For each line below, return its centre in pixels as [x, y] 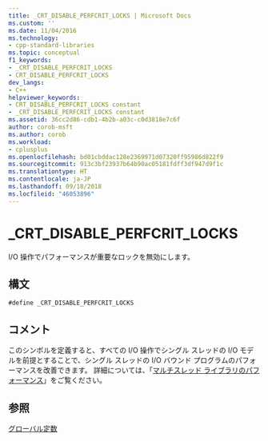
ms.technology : [34, 38]
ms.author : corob [37, 134]
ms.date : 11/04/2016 [43, 30]
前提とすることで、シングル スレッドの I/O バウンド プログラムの [129, 360]
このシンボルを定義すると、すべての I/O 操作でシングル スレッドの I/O [123, 350]
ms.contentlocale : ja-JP [50, 179]
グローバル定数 [33, 429]
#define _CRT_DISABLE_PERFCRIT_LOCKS [71, 303]
